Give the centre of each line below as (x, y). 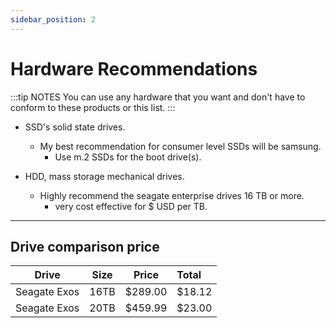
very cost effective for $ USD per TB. (131, 206)
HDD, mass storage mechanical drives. (104, 176)
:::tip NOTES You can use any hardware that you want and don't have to (158, 97)
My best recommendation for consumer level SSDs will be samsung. (180, 146)
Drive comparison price (85, 246)
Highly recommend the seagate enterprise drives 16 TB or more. (172, 195)
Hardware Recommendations (134, 68)
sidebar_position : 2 (53, 19)
